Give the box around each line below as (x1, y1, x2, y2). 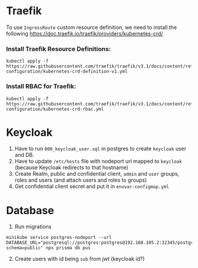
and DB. (14, 151, 34, 159)
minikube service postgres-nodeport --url (6, 235, 112, 241)
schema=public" (6, 245, 44, 251)
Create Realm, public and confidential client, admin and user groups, (14, 170, 180, 177)
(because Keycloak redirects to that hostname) (14, 164, 128, 171)
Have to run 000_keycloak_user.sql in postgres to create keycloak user (14, 145, 187, 152)
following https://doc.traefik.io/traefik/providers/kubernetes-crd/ (6, 30, 163, 37)
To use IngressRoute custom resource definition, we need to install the (6, 24, 177, 31)
